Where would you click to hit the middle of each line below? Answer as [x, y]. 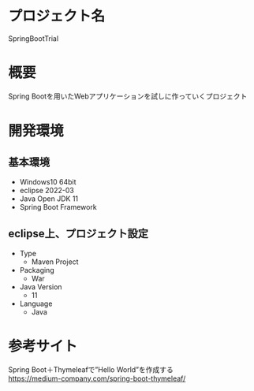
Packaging [37, 270]
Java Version [41, 287]
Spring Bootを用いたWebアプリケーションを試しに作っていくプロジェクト [128, 96]
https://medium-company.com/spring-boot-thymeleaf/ [97, 378]
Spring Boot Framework [58, 207]
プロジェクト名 [57, 16]
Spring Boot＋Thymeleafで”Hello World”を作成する [91, 369]
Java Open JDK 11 [49, 199]
